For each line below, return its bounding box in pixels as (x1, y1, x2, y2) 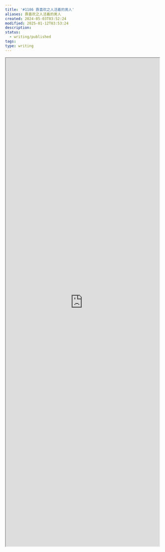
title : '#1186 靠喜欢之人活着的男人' (5, 7, 75, 12)
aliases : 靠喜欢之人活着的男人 (5, 12, 62, 17)
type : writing (5, 43, 34, 48)
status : (5, 30, 21, 35)
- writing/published (9, 35, 51, 40)
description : (5, 25, 32, 30)
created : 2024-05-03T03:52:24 (5, 16, 67, 21)
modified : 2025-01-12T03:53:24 (5, 21, 69, 26)
